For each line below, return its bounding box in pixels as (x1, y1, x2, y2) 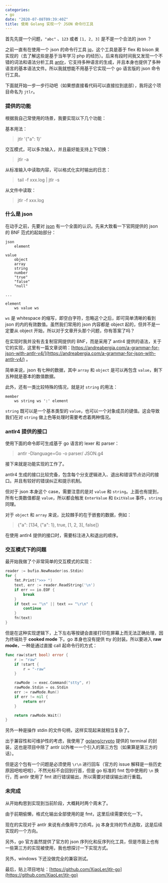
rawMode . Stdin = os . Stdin (14, 685, 69, 690)
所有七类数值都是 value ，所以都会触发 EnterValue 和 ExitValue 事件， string (5, 495, 162, 501)
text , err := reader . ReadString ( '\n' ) (14, 583, 95, 588)
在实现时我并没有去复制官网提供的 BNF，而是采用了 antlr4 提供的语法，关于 (5, 338, 162, 344)
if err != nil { (14, 694, 49, 699)
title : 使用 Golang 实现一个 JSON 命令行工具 (5, 21, 94, 27)
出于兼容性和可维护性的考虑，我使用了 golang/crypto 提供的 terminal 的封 (5, 738, 157, 744)
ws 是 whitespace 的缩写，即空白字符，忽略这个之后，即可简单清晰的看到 (5, 315, 156, 321)
